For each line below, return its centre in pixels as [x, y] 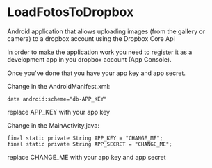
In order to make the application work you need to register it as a [100, 52]
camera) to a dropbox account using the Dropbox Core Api [91, 38]
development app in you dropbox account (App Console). [89, 59]
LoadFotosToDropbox [71, 12]
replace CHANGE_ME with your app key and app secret [87, 157]
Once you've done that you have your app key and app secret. [97, 73]
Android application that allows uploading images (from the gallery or [106, 31]
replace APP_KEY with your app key [58, 112]
